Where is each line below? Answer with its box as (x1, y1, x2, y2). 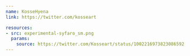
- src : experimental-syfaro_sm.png (5, 30, 94, 36)
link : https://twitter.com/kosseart (5, 14, 96, 20)
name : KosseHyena (5, 8, 49, 15)
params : (11, 36, 30, 42)
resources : (5, 25, 33, 31)
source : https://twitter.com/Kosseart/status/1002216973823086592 (16, 41, 185, 47)
